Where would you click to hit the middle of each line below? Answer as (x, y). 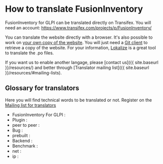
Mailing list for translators (31, 105)
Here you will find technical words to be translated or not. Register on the (79, 100)
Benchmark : (25, 146)
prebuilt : (21, 135)
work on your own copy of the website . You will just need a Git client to (76, 42)
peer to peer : (26, 125)
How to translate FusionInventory (74, 9)
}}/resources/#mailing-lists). (33, 72)
